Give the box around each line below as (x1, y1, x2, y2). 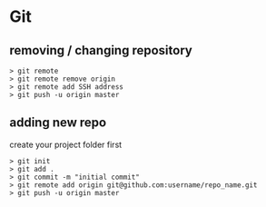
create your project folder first (9, 139, 123, 150)
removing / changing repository (9, 43, 192, 58)
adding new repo (9, 115, 107, 131)
